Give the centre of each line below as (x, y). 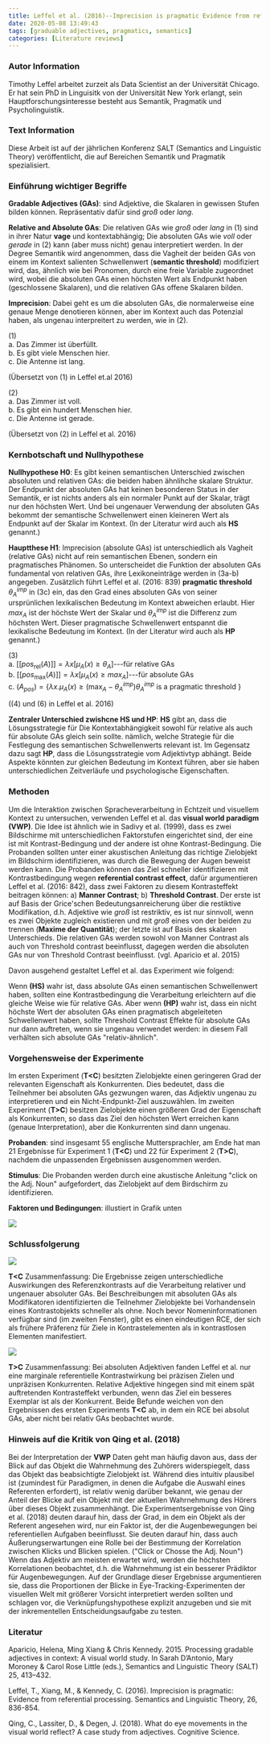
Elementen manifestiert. (47, 1337)
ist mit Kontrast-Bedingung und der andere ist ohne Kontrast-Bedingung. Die (135, 843)
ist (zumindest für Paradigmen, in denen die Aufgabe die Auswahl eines (127, 1482)
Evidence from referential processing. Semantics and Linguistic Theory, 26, (133, 1699)
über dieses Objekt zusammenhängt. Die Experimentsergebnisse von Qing (131, 1508)
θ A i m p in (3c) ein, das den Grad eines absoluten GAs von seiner (113, 592)
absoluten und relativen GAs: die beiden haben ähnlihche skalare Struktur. (131, 481)
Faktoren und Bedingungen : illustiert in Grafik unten (95, 1208)
